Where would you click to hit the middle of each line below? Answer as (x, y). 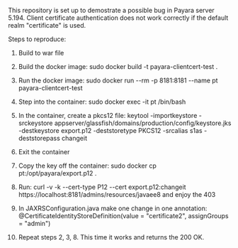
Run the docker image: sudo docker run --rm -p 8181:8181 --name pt (118, 80)
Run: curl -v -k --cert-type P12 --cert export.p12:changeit (102, 187)
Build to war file (41, 53)
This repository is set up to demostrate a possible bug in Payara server (111, 10)
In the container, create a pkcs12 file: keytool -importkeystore (108, 115)
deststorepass (39, 138)
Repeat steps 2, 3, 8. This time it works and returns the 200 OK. (111, 237)
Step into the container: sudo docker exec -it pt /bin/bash (102, 102)
